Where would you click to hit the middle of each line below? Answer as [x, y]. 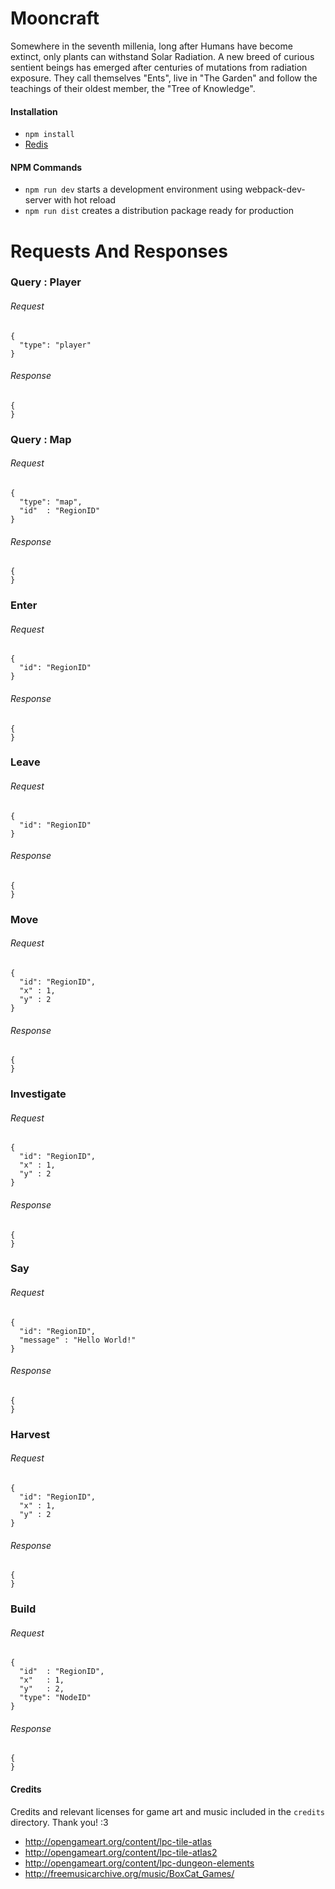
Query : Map [41, 439]
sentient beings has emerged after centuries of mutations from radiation [159, 67]
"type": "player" [55, 345]
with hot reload [85, 200]
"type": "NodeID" [55, 1698]
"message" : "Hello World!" [78, 1340]
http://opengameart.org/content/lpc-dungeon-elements [139, 1863]
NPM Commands [46, 167]
